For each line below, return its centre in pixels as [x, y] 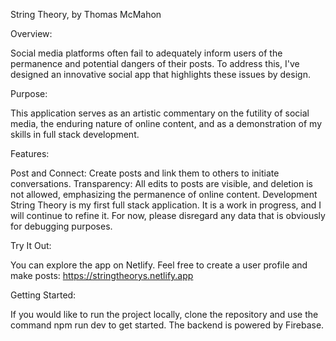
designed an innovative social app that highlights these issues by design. [160, 74]
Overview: [31, 33]
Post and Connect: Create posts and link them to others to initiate [145, 173]
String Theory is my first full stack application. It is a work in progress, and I [166, 205]
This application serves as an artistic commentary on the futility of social [160, 113]
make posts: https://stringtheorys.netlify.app [102, 275]
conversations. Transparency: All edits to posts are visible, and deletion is [161, 183]
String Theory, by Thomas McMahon [86, 14]
